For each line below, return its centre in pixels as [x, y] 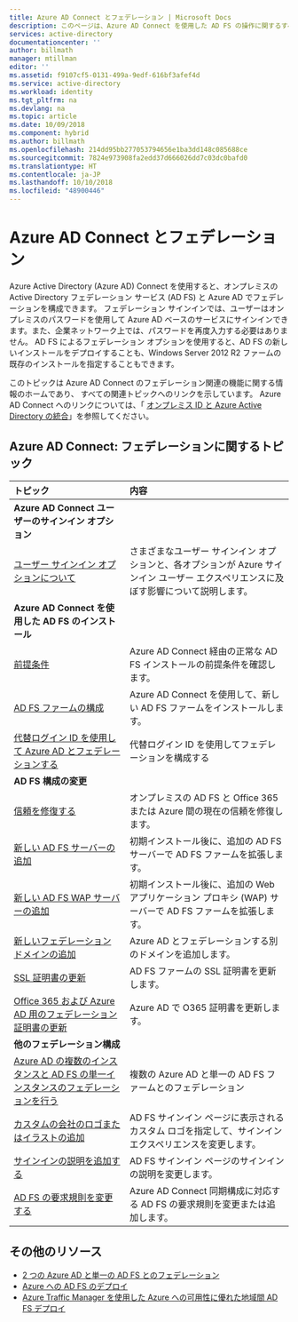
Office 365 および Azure [64, 1000]
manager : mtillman [43, 59]
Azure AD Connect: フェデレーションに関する [135, 446]
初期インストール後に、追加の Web [202, 884]
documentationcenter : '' [55, 42]
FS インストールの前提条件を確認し [203, 665]
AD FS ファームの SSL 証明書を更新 [203, 971]
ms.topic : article [43, 116]
